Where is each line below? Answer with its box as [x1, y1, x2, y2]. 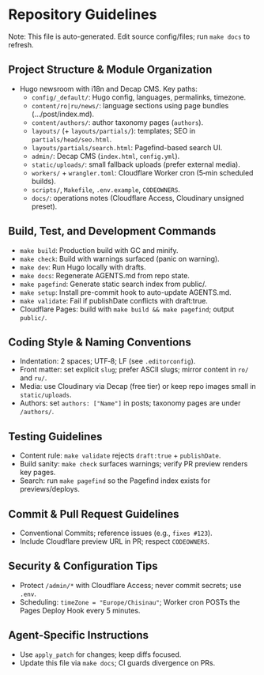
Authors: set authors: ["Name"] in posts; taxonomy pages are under [19, 398, 241, 408]
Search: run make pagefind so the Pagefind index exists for [19, 476, 211, 485]
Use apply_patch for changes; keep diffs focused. [19, 650, 182, 659]
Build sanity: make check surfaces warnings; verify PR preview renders [19, 459, 248, 469]
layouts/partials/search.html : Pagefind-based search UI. [31, 142, 223, 152]
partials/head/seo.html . [31, 134, 112, 144]
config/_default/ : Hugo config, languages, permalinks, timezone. [31, 92, 247, 102]
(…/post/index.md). [31, 109, 95, 119]
